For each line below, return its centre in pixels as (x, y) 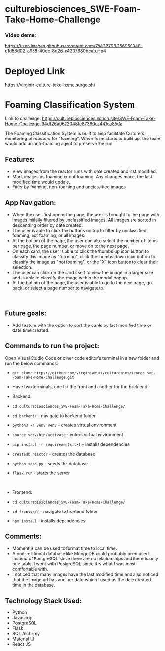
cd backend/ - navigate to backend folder (54, 415)
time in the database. (33, 585)
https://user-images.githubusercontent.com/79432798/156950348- (74, 46)
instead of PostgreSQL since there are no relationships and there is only (85, 559)
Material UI (23, 639)
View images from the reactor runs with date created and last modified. (84, 171)
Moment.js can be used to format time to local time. (65, 548)
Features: (20, 159)
